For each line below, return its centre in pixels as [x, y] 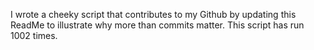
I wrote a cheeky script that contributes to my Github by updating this [153, 14]
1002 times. [34, 35]
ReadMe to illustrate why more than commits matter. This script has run [157, 25]
